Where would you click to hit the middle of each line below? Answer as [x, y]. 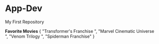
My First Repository [25, 22]
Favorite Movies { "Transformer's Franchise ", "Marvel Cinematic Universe [79, 31]
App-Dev [24, 8]
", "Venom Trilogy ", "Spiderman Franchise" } [50, 36]
